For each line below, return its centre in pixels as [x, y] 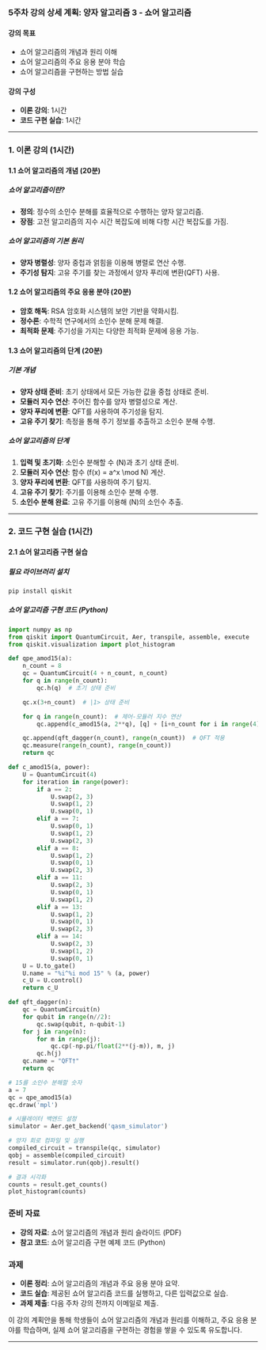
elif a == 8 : [58, 848]
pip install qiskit [40, 591]
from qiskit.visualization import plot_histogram [92, 644]
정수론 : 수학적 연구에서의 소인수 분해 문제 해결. [91, 320]
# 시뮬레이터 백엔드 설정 [43, 1119]
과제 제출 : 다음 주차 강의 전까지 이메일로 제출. [89, 1303]
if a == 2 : [55, 789]
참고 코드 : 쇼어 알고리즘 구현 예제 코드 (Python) [93, 1242]
